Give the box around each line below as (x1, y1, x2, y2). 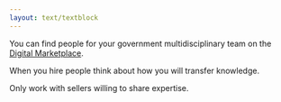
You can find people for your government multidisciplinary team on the (9, 38, 272, 49)
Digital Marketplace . (9, 47, 84, 59)
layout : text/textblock (9, 13, 99, 23)
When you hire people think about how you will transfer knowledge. (9, 65, 259, 76)
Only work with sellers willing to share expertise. (9, 82, 189, 93)
